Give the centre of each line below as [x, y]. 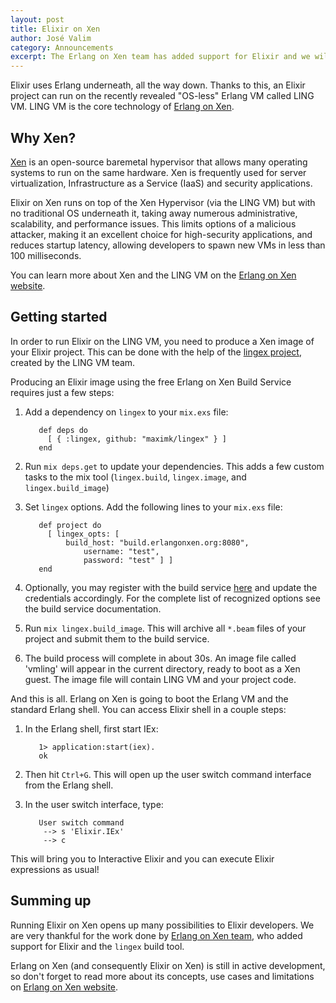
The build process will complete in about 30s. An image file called [160, 658]
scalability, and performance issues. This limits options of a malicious [153, 223]
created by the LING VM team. [73, 362]
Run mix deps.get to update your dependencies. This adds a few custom [174, 466]
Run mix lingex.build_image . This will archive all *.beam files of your [165, 628]
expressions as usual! [55, 869]
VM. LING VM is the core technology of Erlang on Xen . [122, 107]
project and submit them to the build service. [117, 638]
